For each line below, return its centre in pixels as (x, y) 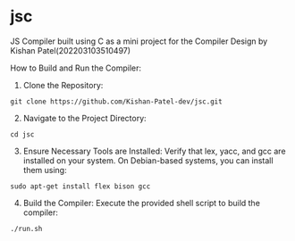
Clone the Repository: (63, 85)
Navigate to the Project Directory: (84, 118)
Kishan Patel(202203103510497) (71, 50)
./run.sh (26, 229)
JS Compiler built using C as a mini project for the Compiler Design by (139, 41)
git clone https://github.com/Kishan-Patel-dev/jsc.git (116, 101)
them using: (45, 170)
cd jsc (22, 134)
